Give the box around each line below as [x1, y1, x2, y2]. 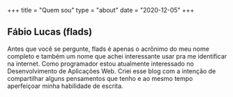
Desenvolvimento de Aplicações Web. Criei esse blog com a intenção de [7, 66, 216, 75]
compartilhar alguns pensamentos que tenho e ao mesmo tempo [7, 74, 193, 82]
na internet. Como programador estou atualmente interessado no [7, 59, 194, 68]
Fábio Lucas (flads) [7, 26, 93, 38]
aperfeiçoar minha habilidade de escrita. [7, 82, 123, 90]
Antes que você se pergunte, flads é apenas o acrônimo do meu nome [7, 45, 209, 53]
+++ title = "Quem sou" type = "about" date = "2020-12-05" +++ [7, 6, 195, 14]
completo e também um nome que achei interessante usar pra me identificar [7, 52, 227, 60]
